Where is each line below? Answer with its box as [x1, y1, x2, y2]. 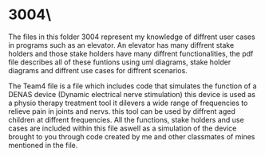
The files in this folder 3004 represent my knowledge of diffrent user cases [8, 32, 255, 41]
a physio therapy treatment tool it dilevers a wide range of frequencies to [8, 98, 248, 107]
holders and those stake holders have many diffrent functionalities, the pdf [8, 49, 254, 58]
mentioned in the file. [8, 140, 78, 150]
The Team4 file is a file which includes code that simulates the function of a [8, 81, 257, 91]
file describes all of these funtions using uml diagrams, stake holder [8, 57, 231, 67]
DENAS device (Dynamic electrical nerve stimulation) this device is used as [8, 89, 255, 99]
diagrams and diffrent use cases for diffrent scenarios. [8, 65, 188, 75]
